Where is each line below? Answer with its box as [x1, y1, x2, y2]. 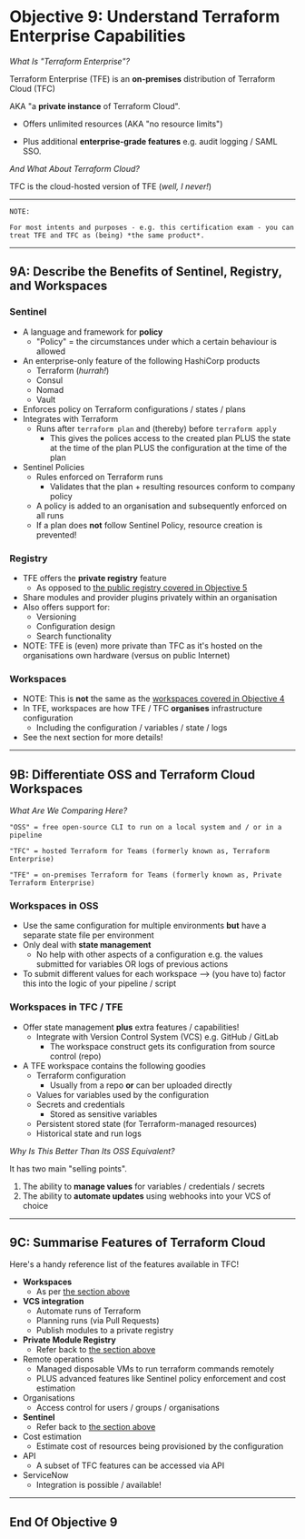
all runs [35, 509, 64, 520]
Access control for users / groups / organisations [35, 1403, 220, 1413]
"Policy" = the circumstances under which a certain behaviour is [35, 336, 277, 347]
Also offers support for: [22, 601, 111, 612]
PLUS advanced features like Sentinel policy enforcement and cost [35, 1373, 286, 1384]
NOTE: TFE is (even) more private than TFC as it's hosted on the [22, 639, 263, 651]
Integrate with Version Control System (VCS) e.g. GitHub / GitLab [35, 1031, 279, 1042]
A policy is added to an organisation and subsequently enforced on [35, 500, 288, 511]
